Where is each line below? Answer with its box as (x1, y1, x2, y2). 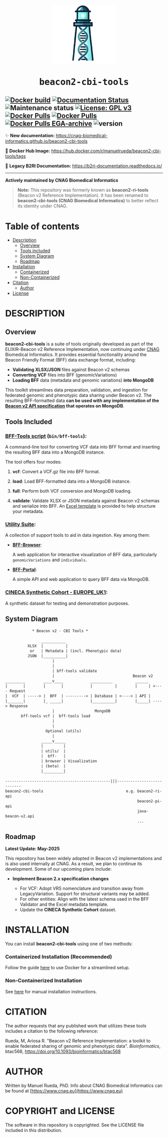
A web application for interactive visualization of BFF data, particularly (12, 552, 157, 558)
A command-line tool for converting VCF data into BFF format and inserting (5, 444, 160, 450)
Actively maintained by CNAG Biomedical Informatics (5, 177, 118, 183)
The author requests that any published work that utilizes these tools (5, 1022, 146, 1028)
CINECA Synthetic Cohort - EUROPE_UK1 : (5, 589, 108, 596)
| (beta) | (40, 764, 66, 769)
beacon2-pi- (137, 799, 162, 804)
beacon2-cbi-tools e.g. (5, 789, 135, 794)
